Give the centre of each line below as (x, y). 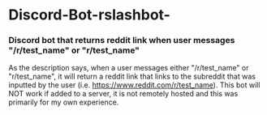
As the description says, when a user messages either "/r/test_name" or (129, 68)
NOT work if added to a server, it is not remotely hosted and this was (123, 94)
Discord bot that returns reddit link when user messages (122, 40)
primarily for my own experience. (64, 102)
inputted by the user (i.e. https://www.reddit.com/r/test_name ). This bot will (134, 85)
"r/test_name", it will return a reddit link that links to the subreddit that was (132, 77)
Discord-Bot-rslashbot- (89, 15)
